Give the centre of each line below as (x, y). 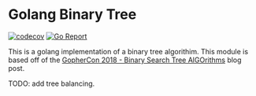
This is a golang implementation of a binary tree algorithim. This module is (128, 51)
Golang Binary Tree (72, 15)
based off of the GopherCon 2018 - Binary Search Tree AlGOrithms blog (125, 60)
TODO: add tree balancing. (52, 83)
